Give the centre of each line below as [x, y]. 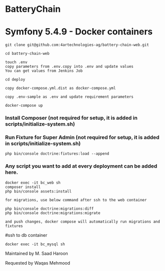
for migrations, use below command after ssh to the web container [76, 200]
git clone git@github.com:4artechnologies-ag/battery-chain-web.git [77, 45]
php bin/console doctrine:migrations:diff [49, 209]
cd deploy [15, 80]
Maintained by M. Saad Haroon [37, 253]
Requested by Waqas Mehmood [38, 263]
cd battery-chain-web [27, 54]
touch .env [16, 62]
